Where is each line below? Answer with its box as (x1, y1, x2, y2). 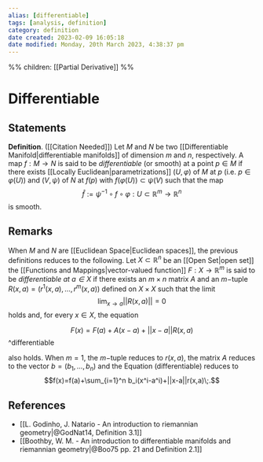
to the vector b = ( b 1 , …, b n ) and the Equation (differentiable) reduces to (8, 361, 239, 373)
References (8, 398, 66, 412)
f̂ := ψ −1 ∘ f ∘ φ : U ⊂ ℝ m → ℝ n (82, 188, 182, 198)
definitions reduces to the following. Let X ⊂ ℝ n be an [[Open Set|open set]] (8, 253, 254, 264)
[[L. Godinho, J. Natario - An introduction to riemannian (19, 419, 199, 429)
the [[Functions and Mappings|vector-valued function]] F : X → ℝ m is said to (8, 264, 256, 275)
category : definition (8, 26, 79, 34)
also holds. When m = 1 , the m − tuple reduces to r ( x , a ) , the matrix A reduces (8, 353, 256, 363)
